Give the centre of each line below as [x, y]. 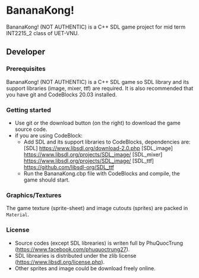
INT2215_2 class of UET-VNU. [42, 33]
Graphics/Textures [34, 195]
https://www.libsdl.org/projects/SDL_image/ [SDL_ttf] [89, 161]
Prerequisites [26, 69]
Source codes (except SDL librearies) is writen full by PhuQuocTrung [99, 243]
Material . [18, 214]
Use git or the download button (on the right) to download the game [98, 123]
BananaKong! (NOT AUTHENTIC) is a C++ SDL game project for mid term [96, 27]
